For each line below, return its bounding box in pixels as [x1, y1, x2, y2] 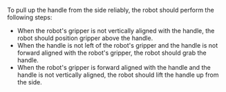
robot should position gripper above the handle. [17, 34, 153, 42]
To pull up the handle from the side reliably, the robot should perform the [7, 6, 214, 14]
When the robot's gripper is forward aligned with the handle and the [17, 64, 211, 71]
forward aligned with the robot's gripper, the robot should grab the [17, 48, 207, 57]
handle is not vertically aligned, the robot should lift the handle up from [17, 71, 219, 79]
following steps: [7, 13, 53, 21]
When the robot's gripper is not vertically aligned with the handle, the [17, 27, 215, 35]
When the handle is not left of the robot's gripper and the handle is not [17, 42, 218, 49]
